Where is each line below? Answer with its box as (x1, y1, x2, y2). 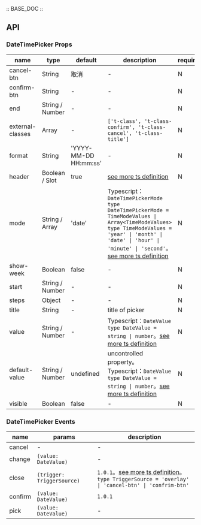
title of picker (107, 306, 145, 314)
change (9, 455, 31, 463)
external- (9, 122, 36, 131)
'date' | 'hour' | (107, 237, 160, 243)
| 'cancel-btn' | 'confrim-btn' (97, 482, 190, 488)
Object (41, 296, 61, 304)
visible (9, 399, 28, 408)
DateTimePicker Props (6, 40, 73, 49)
